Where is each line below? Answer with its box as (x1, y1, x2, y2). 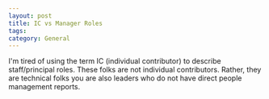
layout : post (8, 11, 53, 20)
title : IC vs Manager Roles (8, 19, 103, 27)
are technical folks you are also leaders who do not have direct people (8, 73, 242, 83)
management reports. (8, 82, 81, 92)
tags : (8, 27, 27, 35)
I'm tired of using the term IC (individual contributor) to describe (8, 56, 221, 66)
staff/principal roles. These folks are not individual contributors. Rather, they (8, 65, 262, 75)
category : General (8, 34, 70, 43)
